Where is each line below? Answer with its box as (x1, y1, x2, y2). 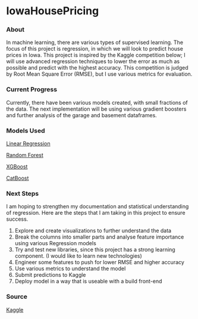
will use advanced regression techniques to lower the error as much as (6, 58, 180, 65)
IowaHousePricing (6, 4, 99, 18)
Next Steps (6, 189, 39, 198)
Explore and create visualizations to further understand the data (14, 227, 171, 234)
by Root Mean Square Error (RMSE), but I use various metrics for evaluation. (6, 70, 193, 78)
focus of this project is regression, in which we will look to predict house (6, 45, 183, 52)
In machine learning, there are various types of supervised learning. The (6, 39, 183, 46)
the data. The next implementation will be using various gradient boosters (6, 105, 187, 112)
